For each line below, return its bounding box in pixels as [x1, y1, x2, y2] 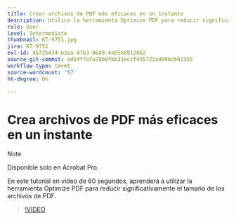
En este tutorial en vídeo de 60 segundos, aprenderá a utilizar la [7, 177, 192, 186]
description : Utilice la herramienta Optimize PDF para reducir [7, 17, 199, 24]
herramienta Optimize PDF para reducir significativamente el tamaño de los [7, 184, 225, 193]
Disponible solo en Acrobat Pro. [7, 163, 100, 172]
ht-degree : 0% [7, 75, 49, 83]
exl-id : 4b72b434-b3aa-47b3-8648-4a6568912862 [7, 50, 146, 57]
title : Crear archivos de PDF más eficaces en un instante [7, 10, 184, 18]
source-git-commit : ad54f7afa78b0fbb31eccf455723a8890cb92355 [7, 56, 193, 63]
